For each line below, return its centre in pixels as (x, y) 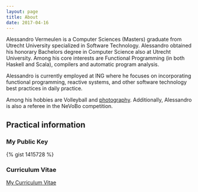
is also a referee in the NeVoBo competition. (60, 106)
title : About (22, 17)
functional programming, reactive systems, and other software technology (97, 82)
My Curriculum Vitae (31, 183)
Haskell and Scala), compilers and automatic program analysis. (83, 64)
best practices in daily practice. (44, 89)
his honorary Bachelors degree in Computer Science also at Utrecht (89, 52)
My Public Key (27, 141)
